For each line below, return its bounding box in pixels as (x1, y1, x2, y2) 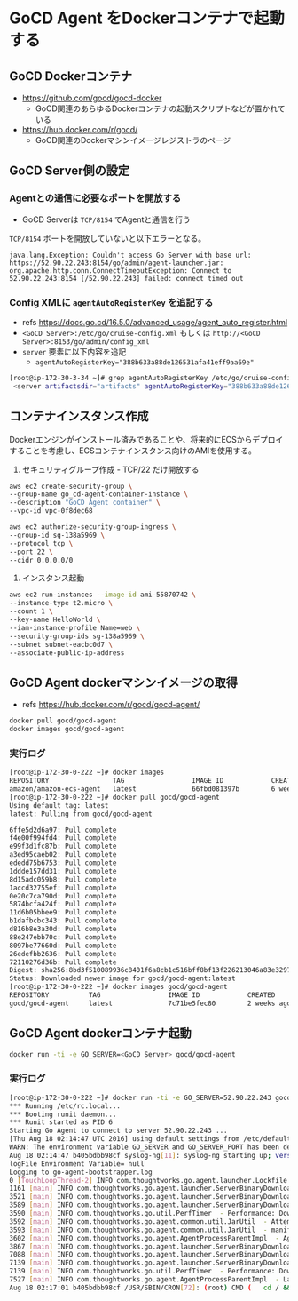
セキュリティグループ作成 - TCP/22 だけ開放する (21, 464, 200, 475)
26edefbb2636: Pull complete (9, 949, 117, 958)
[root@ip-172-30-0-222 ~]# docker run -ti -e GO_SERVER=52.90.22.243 (9, 1093, 272, 1102)
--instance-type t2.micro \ (9, 599, 114, 608)
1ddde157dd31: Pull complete (9, 866, 117, 875)
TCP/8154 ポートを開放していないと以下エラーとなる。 (9, 233, 207, 243)
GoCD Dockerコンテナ (9, 68, 133, 84)
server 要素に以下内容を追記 (21, 346, 127, 356)
